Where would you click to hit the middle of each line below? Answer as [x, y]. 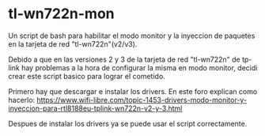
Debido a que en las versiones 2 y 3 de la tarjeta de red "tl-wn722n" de [125, 59]
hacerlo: [22, 100]
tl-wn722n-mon [61, 14]
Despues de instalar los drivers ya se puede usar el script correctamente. [128, 123]
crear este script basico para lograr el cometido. [87, 76]
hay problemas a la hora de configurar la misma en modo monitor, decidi [139, 67]
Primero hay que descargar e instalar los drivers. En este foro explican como [133, 91]
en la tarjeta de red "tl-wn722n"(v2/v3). [73, 43]
